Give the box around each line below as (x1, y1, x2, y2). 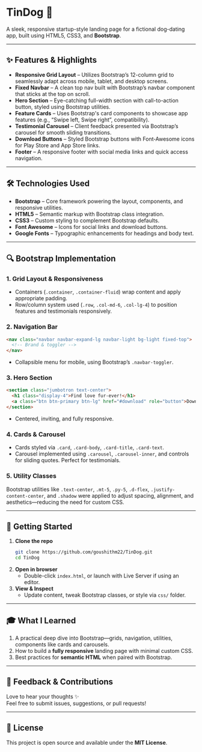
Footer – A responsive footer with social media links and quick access (14, 148, 188, 155)
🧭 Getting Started (6, 521, 73, 532)
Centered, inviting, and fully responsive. (14, 415, 114, 422)
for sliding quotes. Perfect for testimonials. (14, 457, 121, 464)
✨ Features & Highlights (6, 55, 97, 65)
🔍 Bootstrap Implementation (6, 253, 116, 263)
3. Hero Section (6, 374, 52, 382)
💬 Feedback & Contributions (6, 676, 113, 687)
